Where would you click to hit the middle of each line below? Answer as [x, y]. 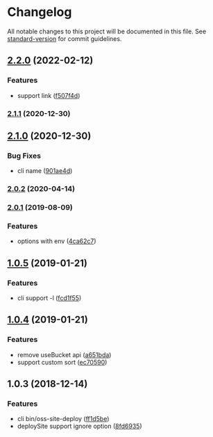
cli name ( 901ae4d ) [45, 171]
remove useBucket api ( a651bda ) [64, 354]
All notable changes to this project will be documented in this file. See [107, 31]
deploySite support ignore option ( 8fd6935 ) [79, 426]
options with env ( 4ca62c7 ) [57, 241]
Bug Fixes [24, 156]
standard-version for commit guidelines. [65, 38]
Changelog [40, 12]
